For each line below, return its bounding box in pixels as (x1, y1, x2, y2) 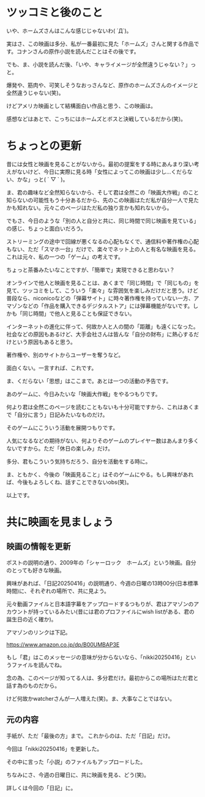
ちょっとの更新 (6, 139, 81, 153)
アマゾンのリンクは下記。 (6, 628, 71, 636)
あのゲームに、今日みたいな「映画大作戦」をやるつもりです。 (6, 390, 161, 397)
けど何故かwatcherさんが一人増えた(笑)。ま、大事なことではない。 (6, 695, 176, 702)
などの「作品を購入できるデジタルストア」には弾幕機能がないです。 (22, 302, 193, 310)
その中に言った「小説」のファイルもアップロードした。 (6, 758, 146, 765)
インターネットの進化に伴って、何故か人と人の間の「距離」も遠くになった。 (6, 322, 199, 330)
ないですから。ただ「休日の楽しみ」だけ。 (6, 444, 113, 452)
